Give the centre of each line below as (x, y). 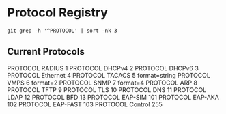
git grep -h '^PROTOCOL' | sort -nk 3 (62, 31)
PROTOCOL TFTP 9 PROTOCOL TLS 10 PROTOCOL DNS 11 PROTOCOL (107, 89)
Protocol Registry (57, 13)
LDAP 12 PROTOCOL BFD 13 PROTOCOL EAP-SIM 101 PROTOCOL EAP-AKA (113, 97)
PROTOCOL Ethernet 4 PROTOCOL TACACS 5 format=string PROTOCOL (109, 75)
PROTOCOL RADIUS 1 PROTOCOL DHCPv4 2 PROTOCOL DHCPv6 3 (103, 68)
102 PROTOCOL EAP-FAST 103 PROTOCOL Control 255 (85, 104)
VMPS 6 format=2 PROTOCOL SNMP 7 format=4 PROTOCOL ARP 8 (102, 83)
